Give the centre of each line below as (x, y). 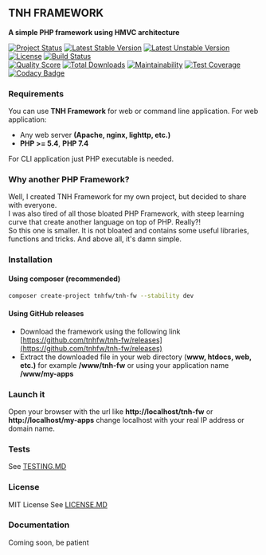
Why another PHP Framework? (69, 180)
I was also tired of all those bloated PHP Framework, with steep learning (126, 213)
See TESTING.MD (37, 467)
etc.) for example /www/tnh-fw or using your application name (124, 365)
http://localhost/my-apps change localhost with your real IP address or (126, 420)
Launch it (27, 394)
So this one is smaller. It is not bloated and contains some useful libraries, (129, 231)
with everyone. (33, 205)
